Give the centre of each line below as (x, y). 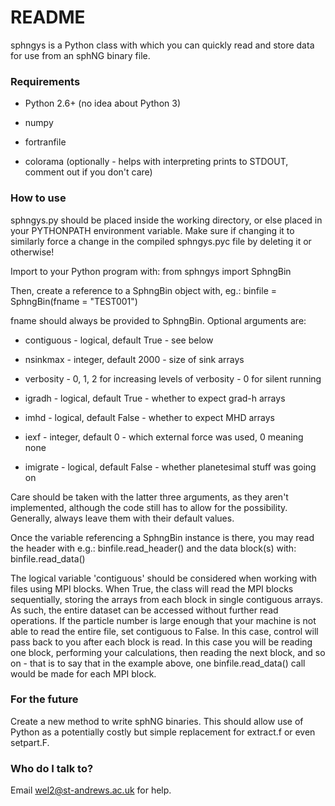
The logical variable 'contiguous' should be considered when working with (164, 578)
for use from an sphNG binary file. (80, 55)
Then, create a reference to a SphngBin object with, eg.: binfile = (144, 290)
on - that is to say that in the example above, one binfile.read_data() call (158, 663)
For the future (44, 699)
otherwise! (32, 252)
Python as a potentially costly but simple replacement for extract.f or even (163, 732)
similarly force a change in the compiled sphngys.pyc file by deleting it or (161, 241)
